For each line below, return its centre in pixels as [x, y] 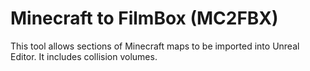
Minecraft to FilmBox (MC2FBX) [144, 18]
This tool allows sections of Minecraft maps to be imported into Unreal [155, 46]
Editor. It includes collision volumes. [84, 56]
